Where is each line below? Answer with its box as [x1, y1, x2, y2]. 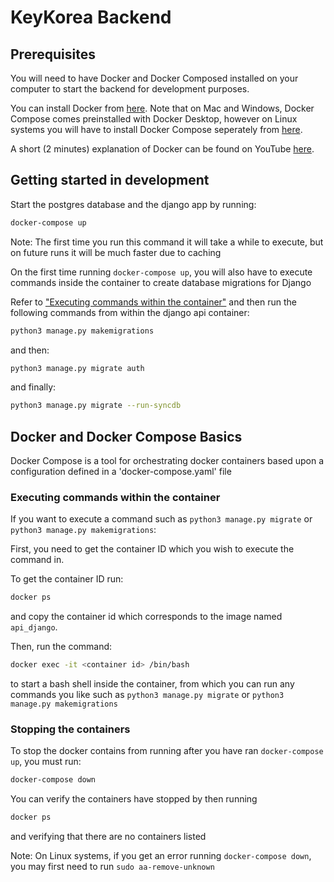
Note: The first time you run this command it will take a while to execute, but [10, 236, 324, 248]
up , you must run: [10, 756, 82, 768]
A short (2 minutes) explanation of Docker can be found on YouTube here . [10, 143, 315, 155]
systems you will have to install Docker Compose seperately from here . [10, 124, 303, 135]
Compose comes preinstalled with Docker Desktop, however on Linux [10, 113, 298, 125]
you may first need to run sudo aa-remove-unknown [10, 861, 215, 873]
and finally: [10, 381, 57, 393]
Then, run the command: [10, 641, 113, 653]
